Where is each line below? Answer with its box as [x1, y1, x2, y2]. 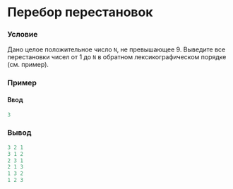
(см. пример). [7, 61, 49, 69]
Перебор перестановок [7, 4, 153, 20]
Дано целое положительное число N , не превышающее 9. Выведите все [7, 45, 226, 54]
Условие [7, 30, 38, 39]
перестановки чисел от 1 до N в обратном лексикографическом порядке [7, 53, 227, 61]
